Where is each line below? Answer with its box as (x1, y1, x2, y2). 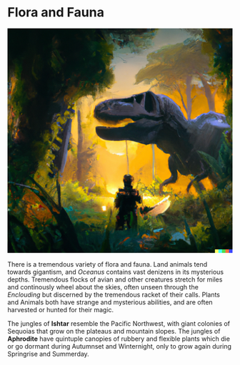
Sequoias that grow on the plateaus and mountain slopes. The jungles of (7, 327, 221, 335)
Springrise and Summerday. (7, 349, 89, 358)
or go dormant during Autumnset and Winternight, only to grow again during (7, 341, 232, 350)
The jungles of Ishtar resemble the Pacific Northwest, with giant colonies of (7, 319, 231, 328)
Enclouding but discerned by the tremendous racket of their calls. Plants (7, 290, 220, 299)
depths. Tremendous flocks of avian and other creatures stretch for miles (7, 275, 223, 284)
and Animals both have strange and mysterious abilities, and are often (7, 297, 213, 307)
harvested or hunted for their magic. (7, 305, 114, 314)
